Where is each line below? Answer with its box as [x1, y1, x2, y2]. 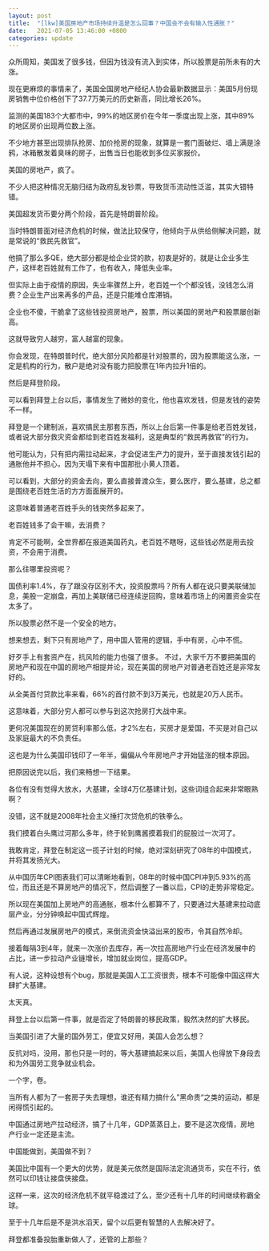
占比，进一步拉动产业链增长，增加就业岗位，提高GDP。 [8, 953, 192, 963]
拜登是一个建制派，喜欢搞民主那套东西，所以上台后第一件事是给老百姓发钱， [8, 422, 261, 432]
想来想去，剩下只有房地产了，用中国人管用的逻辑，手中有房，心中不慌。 [8, 636, 247, 645]
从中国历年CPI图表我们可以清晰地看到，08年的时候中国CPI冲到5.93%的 [8, 872, 244, 882]
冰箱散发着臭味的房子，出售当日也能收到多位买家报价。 [22, 148, 205, 158]
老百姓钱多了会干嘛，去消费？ [8, 520, 106, 530]
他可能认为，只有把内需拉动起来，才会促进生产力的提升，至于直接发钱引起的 [8, 449, 261, 459]
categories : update [8, 34, 74, 42]
